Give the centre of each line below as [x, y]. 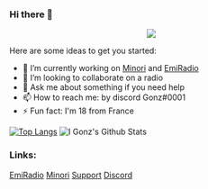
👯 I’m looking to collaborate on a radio [93, 78]
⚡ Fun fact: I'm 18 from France [78, 111]
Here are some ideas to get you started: [83, 51]
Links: [23, 155]
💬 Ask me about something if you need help [104, 87]
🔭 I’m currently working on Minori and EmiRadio [111, 68]
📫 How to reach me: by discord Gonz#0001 [104, 97]
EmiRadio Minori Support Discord [71, 175]
